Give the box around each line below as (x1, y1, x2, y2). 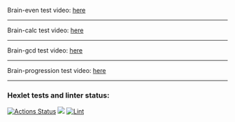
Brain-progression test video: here (7, 67, 106, 74)
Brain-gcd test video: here (7, 46, 83, 55)
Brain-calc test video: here (7, 26, 84, 34)
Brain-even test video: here (7, 6, 86, 14)
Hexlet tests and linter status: (7, 90, 110, 100)
